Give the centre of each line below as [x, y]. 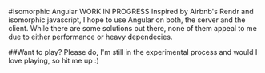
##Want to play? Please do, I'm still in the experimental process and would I [133, 52]
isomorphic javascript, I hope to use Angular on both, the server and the [127, 20]
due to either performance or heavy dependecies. [90, 36]
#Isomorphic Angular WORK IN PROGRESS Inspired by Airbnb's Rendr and [131, 12]
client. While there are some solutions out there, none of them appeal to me [133, 28]
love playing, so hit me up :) [54, 60]
